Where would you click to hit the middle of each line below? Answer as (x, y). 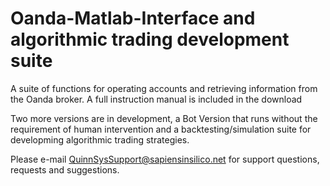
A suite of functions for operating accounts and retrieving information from (164, 88)
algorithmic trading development (150, 39)
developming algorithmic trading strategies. (100, 139)
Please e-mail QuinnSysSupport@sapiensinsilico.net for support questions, (165, 159)
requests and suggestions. (65, 169)
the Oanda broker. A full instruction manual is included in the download (156, 99)
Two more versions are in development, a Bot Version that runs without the (164, 118)
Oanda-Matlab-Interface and (133, 18)
